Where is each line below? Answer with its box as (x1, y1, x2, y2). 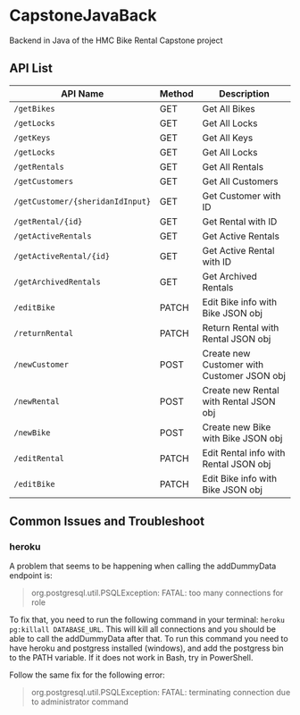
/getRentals (13, 162, 65, 172)
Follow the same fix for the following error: (9, 669, 165, 680)
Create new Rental (202, 383, 279, 396)
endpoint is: (9, 570, 53, 581)
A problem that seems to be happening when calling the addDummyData (9, 560, 277, 572)
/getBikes (13, 104, 55, 114)
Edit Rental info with (202, 446, 286, 458)
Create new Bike (202, 421, 271, 433)
